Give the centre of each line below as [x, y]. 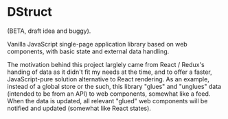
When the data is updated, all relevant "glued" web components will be [107, 101]
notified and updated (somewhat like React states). [79, 108]
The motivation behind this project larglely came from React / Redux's [106, 64]
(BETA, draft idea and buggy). [49, 31]
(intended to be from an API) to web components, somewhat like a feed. [109, 94]
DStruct [30, 12]
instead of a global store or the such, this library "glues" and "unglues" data [114, 86]
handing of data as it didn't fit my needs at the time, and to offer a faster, [110, 72]
